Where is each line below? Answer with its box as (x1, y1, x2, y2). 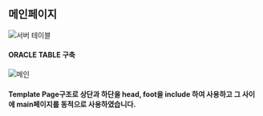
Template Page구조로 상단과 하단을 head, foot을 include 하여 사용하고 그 (8, 89, 241, 98)
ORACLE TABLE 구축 (8, 50, 76, 60)
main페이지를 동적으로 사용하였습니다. (16, 99, 136, 109)
